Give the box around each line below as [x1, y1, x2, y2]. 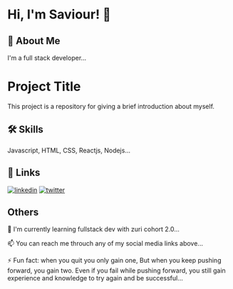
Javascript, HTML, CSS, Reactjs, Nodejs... [7, 146, 130, 154]
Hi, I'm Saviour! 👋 [7, 6, 112, 23]
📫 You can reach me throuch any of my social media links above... [7, 239, 203, 248]
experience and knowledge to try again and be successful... [7, 274, 183, 283]
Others [7, 206, 39, 218]
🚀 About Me [7, 35, 61, 47]
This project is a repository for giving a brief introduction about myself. [7, 102, 215, 110]
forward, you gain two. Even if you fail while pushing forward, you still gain [7, 266, 226, 275]
